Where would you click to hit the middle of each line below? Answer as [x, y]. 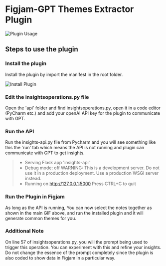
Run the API [20, 131]
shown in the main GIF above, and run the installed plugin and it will [74, 213]
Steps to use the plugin [42, 49]
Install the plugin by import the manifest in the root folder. [64, 74]
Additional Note [24, 231]
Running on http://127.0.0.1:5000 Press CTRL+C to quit [80, 184]
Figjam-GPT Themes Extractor [70, 9]
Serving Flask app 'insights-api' [57, 163]
